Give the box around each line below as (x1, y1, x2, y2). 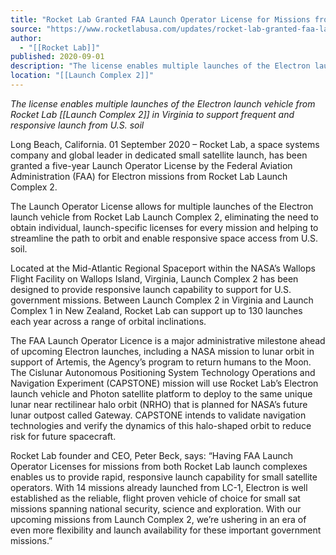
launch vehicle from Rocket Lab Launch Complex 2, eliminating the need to (10, 211, 320, 223)
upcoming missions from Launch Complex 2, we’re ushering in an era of (10, 513, 307, 525)
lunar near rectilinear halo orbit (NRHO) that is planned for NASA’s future (10, 398, 308, 410)
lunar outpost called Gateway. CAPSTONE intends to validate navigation (10, 409, 307, 421)
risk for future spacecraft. (10, 430, 117, 442)
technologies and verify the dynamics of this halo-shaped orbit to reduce (10, 419, 312, 431)
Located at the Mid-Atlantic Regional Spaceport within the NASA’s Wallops (10, 262, 316, 274)
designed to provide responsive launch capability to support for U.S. (10, 283, 292, 295)
